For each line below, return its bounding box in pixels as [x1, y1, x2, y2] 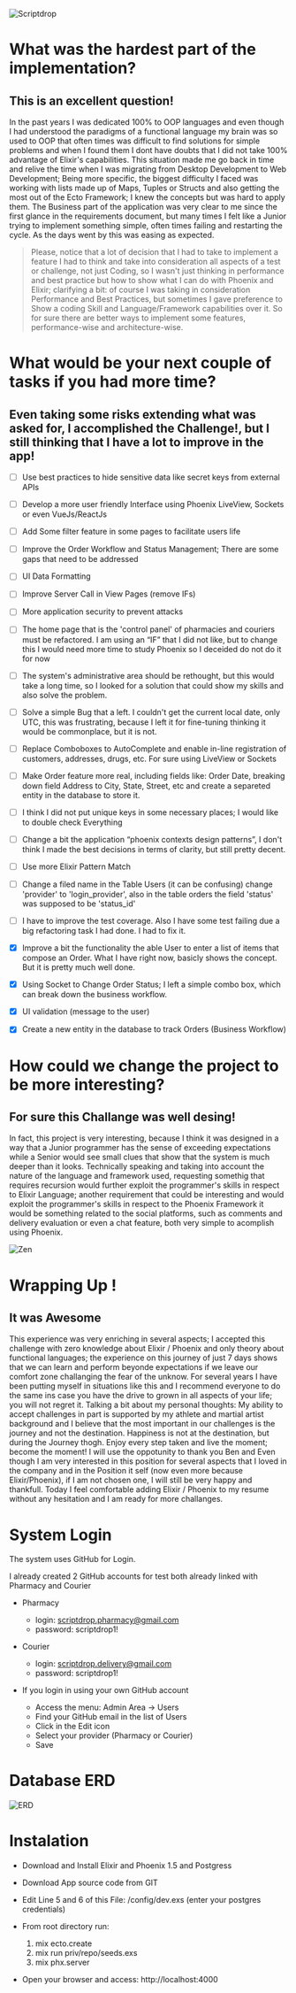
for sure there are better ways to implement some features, [30, 312, 246, 323]
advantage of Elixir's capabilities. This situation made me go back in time [9, 155, 275, 165]
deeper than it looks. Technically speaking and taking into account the [9, 1161, 265, 1172]
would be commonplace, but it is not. [21, 726, 157, 736]
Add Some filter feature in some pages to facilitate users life [21, 527, 241, 537]
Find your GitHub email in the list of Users [34, 1712, 187, 1722]
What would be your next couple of [9, 353, 272, 373]
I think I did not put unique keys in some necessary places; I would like [21, 806, 279, 818]
